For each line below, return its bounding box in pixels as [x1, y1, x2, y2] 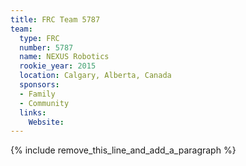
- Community [19, 98, 70, 108]
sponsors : [19, 80, 60, 90]
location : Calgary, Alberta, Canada [19, 71, 172, 81]
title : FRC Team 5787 [10, 14, 101, 25]
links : [19, 107, 47, 118]
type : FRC [19, 33, 60, 43]
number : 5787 [19, 42, 74, 53]
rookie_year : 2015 [19, 61, 97, 71]
